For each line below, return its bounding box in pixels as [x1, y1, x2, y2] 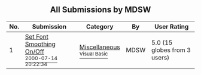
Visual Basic [79, 50, 108, 57]
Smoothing [25, 40, 56, 48]
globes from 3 [151, 46, 191, 54]
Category [86, 22, 114, 30]
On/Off [25, 47, 45, 55]
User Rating [154, 22, 189, 30]
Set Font [25, 32, 49, 40]
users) [151, 53, 170, 61]
